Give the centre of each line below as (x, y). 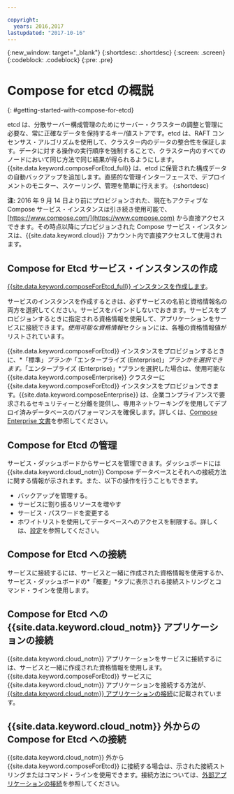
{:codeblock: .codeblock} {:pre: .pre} (60, 60)
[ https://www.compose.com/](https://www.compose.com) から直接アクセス (116, 218)
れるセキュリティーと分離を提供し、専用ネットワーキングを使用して (117, 404)
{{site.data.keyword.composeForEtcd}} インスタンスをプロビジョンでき (110, 386)
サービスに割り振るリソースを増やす (70, 504)
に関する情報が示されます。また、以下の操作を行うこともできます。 (104, 480)
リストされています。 (38, 337)
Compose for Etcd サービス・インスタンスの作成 (112, 269)
